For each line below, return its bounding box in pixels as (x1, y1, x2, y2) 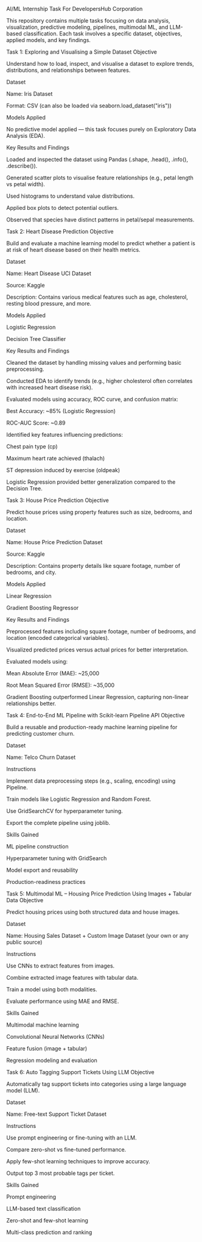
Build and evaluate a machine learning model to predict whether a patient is (6, 240, 196, 246)
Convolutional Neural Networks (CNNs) (6, 1033, 105, 1040)
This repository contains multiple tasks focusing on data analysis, (6, 17, 170, 24)
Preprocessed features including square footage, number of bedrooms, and (6, 628, 196, 635)
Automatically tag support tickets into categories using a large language (6, 1080, 187, 1088)
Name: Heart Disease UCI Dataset (6, 270, 91, 277)
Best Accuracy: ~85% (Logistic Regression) (6, 407, 116, 414)
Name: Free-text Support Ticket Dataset (6, 1110, 107, 1118)
